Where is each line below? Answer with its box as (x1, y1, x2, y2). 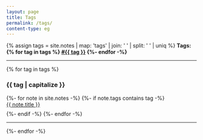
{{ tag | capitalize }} (6, 81, 65, 89)
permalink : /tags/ (6, 20, 53, 26)
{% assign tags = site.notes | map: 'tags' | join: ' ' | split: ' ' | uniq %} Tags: (6, 42, 192, 49)
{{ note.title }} (6, 100, 40, 108)
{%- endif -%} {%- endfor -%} (6, 110, 83, 117)
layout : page (6, 8, 39, 15)
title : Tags (6, 14, 36, 20)
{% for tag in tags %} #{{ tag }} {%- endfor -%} (6, 49, 127, 56)
